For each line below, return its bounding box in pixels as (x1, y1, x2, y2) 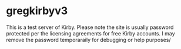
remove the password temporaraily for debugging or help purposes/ (6, 36, 172, 43)
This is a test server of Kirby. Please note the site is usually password (6, 24, 174, 31)
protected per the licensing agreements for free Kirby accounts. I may (6, 30, 175, 37)
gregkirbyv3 (6, 4, 68, 18)
